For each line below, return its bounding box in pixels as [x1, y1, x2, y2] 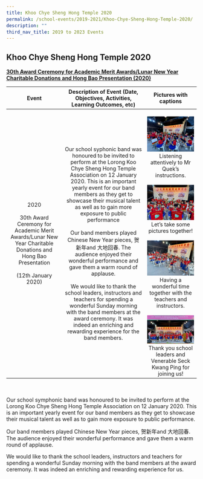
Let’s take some [150, 221, 190, 228]
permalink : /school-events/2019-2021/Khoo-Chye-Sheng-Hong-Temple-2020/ [6, 16, 193, 22]
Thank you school [148, 344, 193, 351]
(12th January [16, 272, 53, 279]
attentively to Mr [150, 158, 192, 166]
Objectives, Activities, [75, 94, 132, 102]
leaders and [156, 351, 185, 358]
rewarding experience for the [67, 327, 140, 335]
